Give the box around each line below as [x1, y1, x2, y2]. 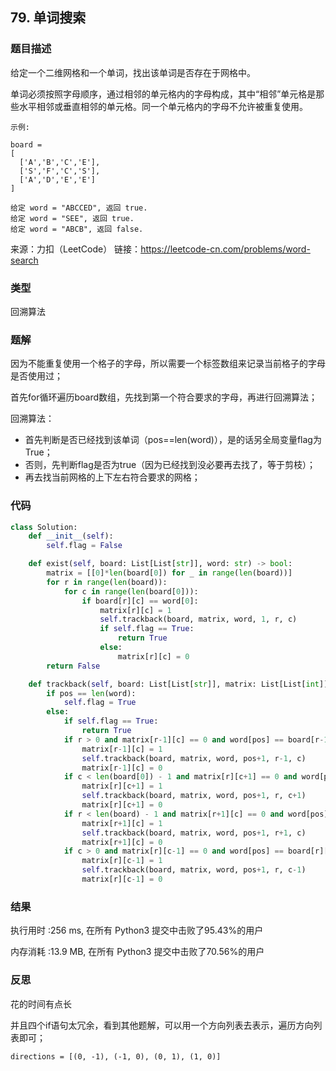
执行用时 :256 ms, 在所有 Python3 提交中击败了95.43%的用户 [10, 924, 264, 937]
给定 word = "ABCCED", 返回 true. [10, 203, 148, 213]
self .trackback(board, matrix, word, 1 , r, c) [99, 614, 298, 625]
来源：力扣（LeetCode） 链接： [10, 243, 142, 255]
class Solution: [10, 522, 78, 532]
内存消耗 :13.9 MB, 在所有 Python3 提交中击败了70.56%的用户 [10, 946, 265, 958]
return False [46, 661, 101, 671]
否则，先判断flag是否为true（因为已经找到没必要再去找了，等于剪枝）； [24, 459, 317, 471]
